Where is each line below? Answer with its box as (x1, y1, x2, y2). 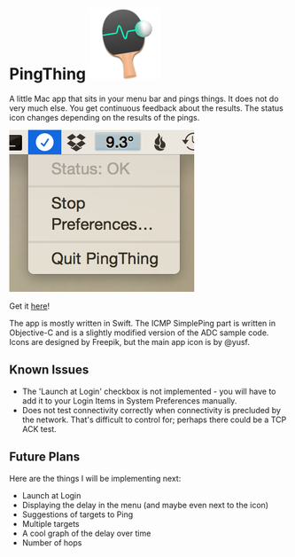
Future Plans (9, 450, 81, 465)
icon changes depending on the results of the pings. (9, 112, 200, 122)
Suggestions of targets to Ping (21, 509, 134, 520)
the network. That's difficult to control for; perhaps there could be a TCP (21, 414, 287, 425)
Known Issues (9, 363, 89, 378)
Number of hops (21, 537, 82, 548)
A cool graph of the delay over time (21, 528, 151, 538)
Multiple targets (21, 518, 80, 529)
